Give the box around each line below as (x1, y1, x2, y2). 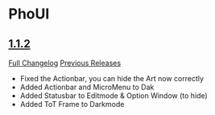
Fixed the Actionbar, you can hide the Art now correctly (19, 74, 204, 83)
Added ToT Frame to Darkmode (19, 100, 125, 109)
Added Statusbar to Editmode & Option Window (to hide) (19, 91, 208, 101)
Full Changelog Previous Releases (8, 58, 122, 68)
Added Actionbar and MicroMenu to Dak (19, 82, 155, 92)
